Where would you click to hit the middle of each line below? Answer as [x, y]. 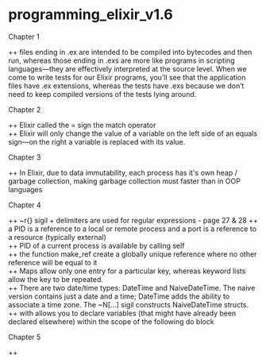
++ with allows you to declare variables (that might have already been [122, 313]
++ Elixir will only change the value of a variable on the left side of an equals [133, 133]
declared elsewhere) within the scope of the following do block [111, 321]
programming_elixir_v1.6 [91, 15]
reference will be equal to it [53, 262]
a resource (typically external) [58, 237]
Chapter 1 [24, 37]
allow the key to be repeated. [56, 279]
